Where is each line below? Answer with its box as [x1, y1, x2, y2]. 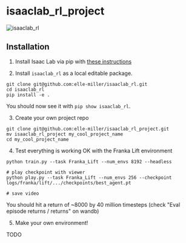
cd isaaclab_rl [6, 86, 45, 92]
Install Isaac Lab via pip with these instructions [15, 57, 132, 65]
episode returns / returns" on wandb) [6, 207, 99, 215]
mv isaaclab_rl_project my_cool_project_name [6, 131, 123, 137]
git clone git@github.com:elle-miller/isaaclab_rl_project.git [6, 126, 170, 132]
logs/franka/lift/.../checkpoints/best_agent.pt [6, 180, 131, 186]
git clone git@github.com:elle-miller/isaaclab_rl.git [6, 81, 148, 87]
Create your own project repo [15, 114, 89, 121]
